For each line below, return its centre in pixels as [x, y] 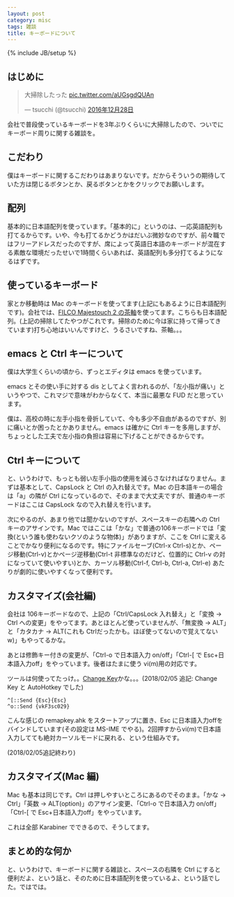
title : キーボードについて [41, 33]
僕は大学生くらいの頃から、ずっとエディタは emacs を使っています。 [106, 372]
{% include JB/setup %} [42, 53]
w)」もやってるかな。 [38, 640]
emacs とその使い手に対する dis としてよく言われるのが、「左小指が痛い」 [113, 386]
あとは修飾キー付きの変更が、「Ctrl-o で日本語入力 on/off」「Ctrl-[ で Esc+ [113, 655]
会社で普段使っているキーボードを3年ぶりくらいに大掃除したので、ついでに [116, 125]
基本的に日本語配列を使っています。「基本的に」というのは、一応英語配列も [115, 226]
